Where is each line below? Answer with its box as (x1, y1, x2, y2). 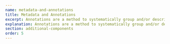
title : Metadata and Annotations (5, 12, 76, 17)
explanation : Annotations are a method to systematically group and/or (5, 21, 159, 27)
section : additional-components (5, 26, 73, 31)
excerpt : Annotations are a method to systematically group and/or (5, 17, 151, 22)
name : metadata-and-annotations (5, 7, 73, 13)
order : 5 (5, 31, 24, 36)
